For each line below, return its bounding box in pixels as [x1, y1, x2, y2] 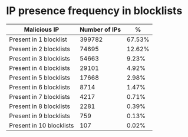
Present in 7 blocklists [9, 92, 71, 101]
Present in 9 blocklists [9, 112, 71, 120]
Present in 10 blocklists [9, 121, 74, 129]
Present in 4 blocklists [9, 64, 71, 72]
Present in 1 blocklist [9, 35, 67, 44]
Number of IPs [79, 25, 121, 34]
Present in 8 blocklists [9, 102, 71, 110]
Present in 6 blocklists [9, 83, 71, 91]
